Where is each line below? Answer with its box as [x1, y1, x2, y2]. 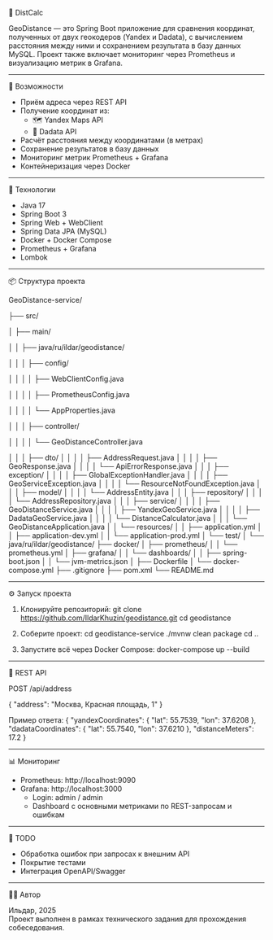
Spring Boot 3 [19, 209, 67, 219]
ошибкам [32, 810, 65, 820]
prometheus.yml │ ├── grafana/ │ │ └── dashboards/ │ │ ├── [8, 548, 221, 557]
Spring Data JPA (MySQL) [19, 226, 107, 236]
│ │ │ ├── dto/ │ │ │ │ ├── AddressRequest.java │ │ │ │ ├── [8, 453, 218, 462]
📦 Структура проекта [8, 277, 85, 286]
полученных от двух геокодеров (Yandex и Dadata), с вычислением [8, 33, 244, 42]
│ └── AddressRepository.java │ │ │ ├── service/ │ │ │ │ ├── [8, 496, 220, 505]
